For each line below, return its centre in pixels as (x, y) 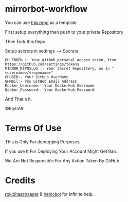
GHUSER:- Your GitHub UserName (37, 77)
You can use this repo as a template (41, 22)
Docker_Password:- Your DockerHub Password (50, 90)
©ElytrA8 (14, 108)
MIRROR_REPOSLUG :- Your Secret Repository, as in (57, 68)
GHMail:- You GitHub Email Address (41, 81)
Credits (20, 181)
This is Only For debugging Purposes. (43, 142)
